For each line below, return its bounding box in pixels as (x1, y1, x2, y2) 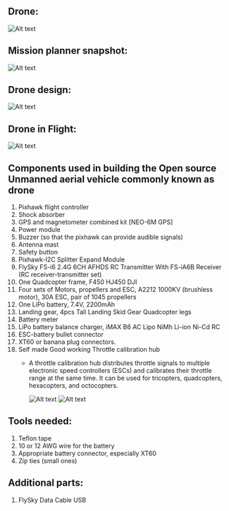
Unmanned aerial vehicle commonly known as (8, 173, 215, 185)
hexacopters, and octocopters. (28, 381, 118, 390)
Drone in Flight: (8, 123, 77, 135)
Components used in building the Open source (8, 162, 217, 174)
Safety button (18, 248, 58, 257)
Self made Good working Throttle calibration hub (18, 345, 161, 354)
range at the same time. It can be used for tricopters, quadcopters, (28, 374, 223, 383)
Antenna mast (18, 240, 59, 249)
